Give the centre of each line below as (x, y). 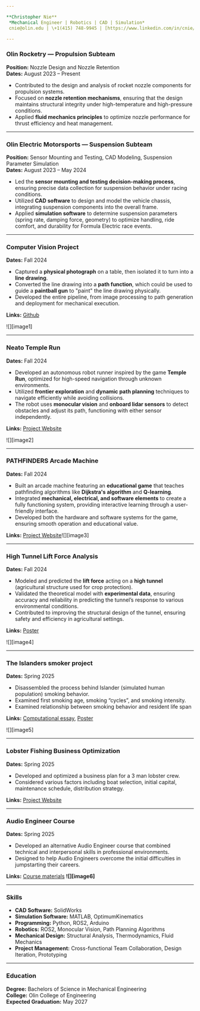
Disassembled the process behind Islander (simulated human (90, 688)
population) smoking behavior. (52, 694)
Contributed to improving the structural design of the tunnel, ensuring (100, 612)
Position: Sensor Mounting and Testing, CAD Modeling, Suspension (89, 157)
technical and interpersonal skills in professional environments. (92, 852)
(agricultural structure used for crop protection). (74, 587)
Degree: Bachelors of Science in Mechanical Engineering (76, 989)
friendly (24, 511)
